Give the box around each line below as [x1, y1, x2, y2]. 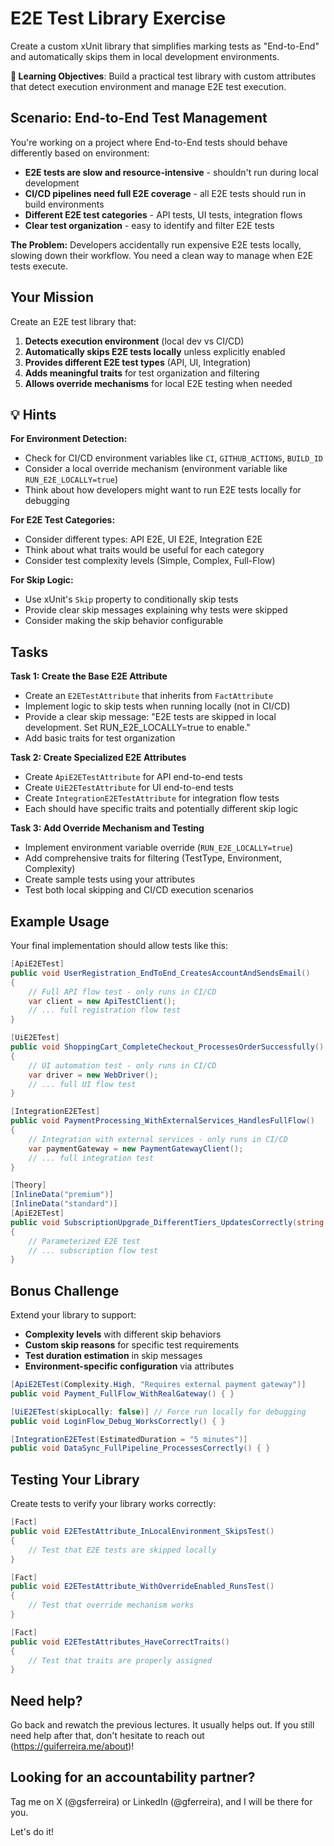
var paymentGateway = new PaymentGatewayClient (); [28, 1143, 244, 1154]
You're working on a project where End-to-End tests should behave [10, 136, 288, 148]
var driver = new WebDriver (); [28, 1070, 159, 1080]
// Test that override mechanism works [28, 1600, 195, 1611]
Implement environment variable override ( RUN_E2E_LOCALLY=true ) [24, 842, 294, 854]
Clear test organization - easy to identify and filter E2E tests [24, 219, 275, 231]
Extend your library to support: [10, 1309, 137, 1321]
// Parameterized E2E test [28, 1236, 141, 1246]
